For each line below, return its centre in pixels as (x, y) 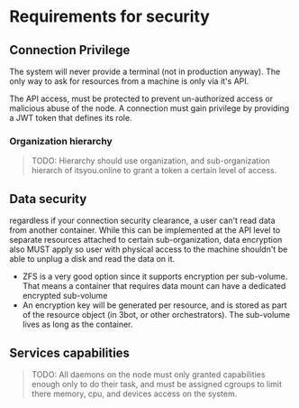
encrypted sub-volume (65, 296)
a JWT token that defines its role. (71, 118)
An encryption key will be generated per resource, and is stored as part (154, 305)
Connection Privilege (70, 50)
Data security (48, 199)
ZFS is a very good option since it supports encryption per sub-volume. (155, 276)
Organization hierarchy (61, 141)
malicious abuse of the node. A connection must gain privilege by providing (149, 108)
